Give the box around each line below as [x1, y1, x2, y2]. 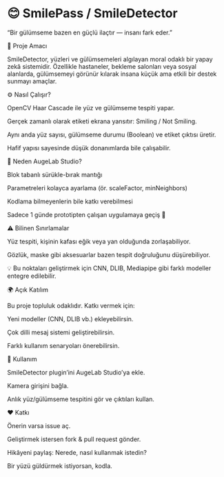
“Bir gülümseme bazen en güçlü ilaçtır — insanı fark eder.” [7, 28, 172, 37]
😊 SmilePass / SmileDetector [7, 6, 178, 21]
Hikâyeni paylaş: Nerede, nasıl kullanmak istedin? [7, 448, 147, 456]
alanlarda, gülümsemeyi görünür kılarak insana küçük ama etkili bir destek [7, 70, 217, 78]
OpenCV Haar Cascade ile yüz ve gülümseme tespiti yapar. [7, 103, 175, 112]
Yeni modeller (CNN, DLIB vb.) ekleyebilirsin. [7, 314, 134, 323]
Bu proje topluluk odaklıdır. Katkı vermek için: [7, 301, 136, 309]
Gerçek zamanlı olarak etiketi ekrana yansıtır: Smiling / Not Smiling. [7, 116, 198, 125]
